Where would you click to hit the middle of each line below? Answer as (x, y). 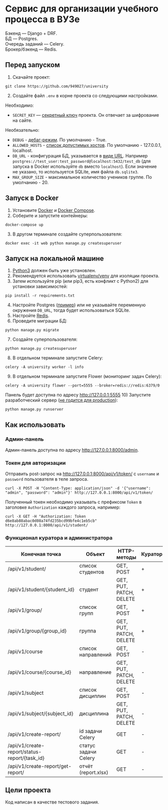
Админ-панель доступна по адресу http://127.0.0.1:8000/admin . (72, 450)
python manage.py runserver (34, 410)
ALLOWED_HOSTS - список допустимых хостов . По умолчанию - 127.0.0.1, (87, 145)
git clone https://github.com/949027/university (57, 86)
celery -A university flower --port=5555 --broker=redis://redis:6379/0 (82, 386)
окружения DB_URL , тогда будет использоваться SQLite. (71, 310)
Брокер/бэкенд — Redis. (31, 49)
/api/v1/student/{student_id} (41, 589)
